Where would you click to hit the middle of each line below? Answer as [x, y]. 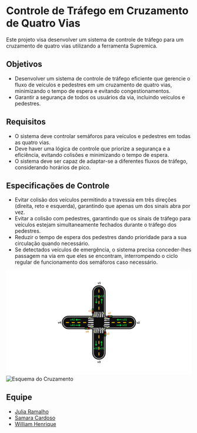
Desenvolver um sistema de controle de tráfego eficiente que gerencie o [102, 78]
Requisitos [26, 122]
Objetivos [24, 64]
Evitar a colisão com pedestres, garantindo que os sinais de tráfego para [103, 219]
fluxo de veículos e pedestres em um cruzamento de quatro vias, [93, 85]
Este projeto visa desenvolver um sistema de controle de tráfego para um [95, 39]
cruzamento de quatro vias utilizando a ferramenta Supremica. [82, 46]
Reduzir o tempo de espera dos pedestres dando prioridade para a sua [101, 237]
